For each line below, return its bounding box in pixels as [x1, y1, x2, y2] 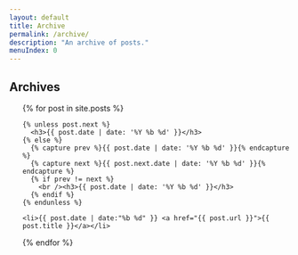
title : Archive [9, 21, 66, 30]
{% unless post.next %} [21, 119, 111, 129]
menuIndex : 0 [9, 46, 58, 55]
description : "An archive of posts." [9, 37, 149, 47]
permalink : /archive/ [9, 29, 90, 38]
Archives [9, 79, 60, 95]
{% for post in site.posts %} [21, 103, 125, 113]
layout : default [9, 12, 69, 22]
